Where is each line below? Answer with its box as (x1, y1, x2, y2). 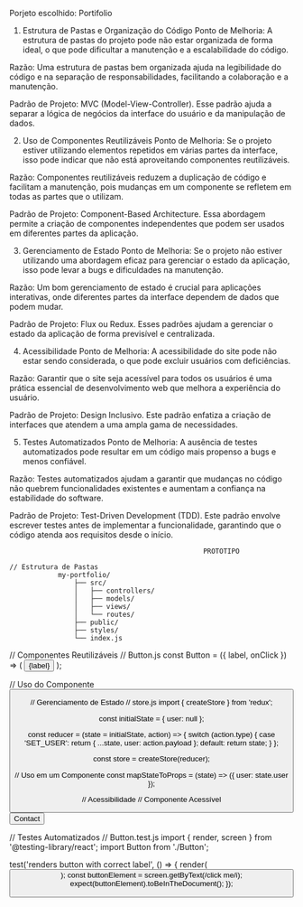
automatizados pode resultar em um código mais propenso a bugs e (22, 446, 277, 457)
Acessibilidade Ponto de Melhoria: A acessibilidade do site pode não (22, 346, 278, 356)
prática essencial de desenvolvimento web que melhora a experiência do (9, 383, 281, 393)
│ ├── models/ (73, 594, 135, 603)
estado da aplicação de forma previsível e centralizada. (9, 329, 215, 339)
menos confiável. (22, 456, 87, 466)
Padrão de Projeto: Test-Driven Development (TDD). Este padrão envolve (9, 510, 281, 520)
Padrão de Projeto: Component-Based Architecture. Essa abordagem (9, 209, 266, 220)
